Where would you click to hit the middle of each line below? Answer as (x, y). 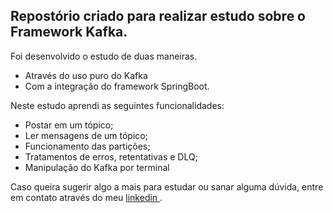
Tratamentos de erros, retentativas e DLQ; (111, 156)
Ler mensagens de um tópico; (86, 135)
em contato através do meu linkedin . (86, 197)
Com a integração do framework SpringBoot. (117, 86)
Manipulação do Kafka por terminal (97, 167)
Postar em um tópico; (69, 125)
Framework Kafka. (69, 32)
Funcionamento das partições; (87, 146)
